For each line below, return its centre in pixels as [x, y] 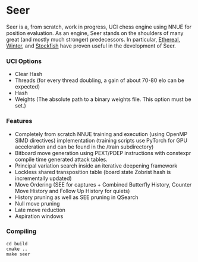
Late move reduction [40, 210]
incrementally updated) [43, 178]
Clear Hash [29, 74]
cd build [17, 244]
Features [19, 121]
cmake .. [17, 249]
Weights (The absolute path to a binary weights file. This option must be [103, 99]
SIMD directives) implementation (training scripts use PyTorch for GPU [101, 140]
